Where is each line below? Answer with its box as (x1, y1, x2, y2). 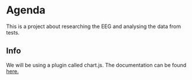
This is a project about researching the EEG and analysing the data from (6, 23, 181, 30)
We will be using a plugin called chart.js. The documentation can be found (6, 61, 187, 68)
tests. (6, 29, 19, 36)
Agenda (6, 4, 45, 17)
